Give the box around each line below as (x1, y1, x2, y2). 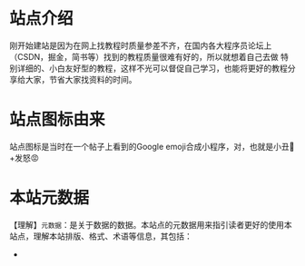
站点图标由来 (9, 110, 106, 130)
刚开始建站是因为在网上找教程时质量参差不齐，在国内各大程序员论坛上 (9, 40, 272, 51)
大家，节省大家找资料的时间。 (25, 74, 137, 84)
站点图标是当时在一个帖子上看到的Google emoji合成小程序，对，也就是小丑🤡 (9, 141, 295, 152)
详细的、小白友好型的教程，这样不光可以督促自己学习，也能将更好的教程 (16, 63, 288, 74)
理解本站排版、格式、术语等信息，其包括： (33, 231, 192, 241)
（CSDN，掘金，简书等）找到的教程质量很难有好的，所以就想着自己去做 (9, 51, 279, 62)
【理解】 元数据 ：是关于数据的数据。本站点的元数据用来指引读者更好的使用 (9, 219, 284, 230)
